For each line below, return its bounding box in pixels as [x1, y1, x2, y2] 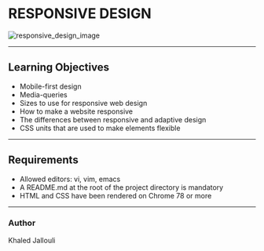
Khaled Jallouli [8, 235, 56, 245]
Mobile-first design [19, 82, 82, 91]
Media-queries [19, 89, 68, 99]
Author [8, 217, 36, 228]
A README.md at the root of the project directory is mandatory [19, 182, 224, 192]
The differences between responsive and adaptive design [19, 115, 207, 124]
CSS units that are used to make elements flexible [19, 123, 181, 133]
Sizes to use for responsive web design [19, 98, 148, 107]
